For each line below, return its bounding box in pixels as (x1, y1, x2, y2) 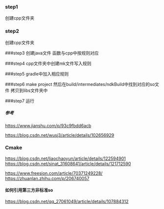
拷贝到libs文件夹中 (10, 87, 48, 93)
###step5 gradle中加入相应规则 (5, 71, 69, 77)
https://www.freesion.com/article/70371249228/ (5, 170, 103, 176)
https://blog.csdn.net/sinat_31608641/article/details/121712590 (5, 160, 131, 166)
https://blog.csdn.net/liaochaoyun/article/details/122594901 (5, 156, 126, 161)
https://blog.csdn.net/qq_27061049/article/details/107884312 (5, 199, 129, 205)
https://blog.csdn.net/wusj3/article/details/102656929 (5, 132, 115, 138)
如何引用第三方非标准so (5, 187, 53, 193)
